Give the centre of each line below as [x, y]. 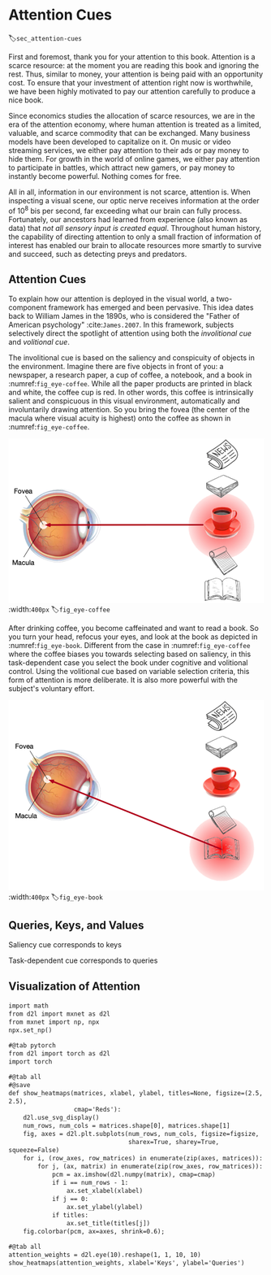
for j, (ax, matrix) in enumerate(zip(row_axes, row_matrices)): [151, 1167]
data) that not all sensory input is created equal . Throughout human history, [135, 228]
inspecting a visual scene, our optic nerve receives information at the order [134, 200]
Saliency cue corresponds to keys [65, 945]
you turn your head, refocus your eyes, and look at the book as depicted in [133, 637]
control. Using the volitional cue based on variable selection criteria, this [129, 671]
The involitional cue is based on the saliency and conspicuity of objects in [132, 358]
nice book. [26, 100]
